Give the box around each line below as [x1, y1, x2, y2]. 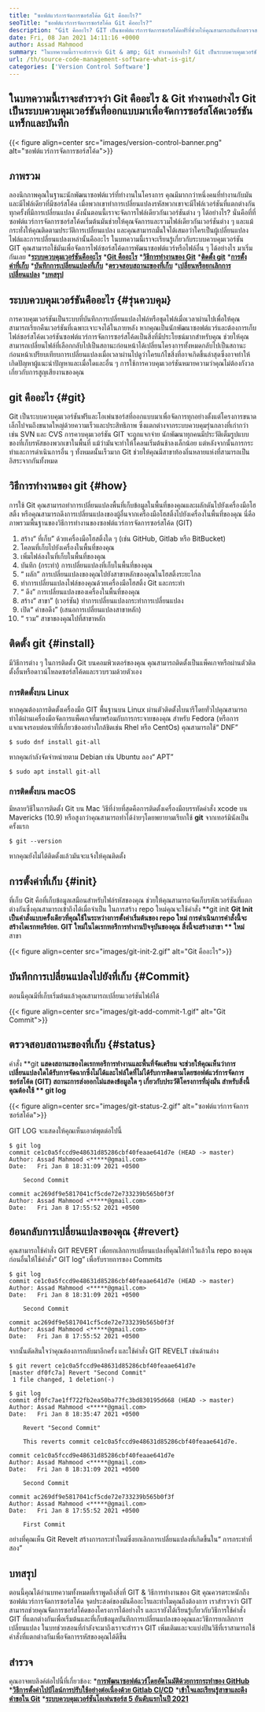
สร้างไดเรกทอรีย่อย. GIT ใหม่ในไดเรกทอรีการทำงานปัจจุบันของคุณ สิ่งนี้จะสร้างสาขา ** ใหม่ [9, 922, 245, 932]
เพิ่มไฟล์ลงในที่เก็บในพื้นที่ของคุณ [20, 551, 106, 560]
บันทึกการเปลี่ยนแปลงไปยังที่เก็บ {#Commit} [9, 970, 190, 984]
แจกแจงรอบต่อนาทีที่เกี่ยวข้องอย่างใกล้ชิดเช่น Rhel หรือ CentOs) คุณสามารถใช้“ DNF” [9, 722, 238, 731]
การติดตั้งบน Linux [9, 687, 69, 698]
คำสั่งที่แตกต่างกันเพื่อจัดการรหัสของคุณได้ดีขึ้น [9, 1632, 127, 1642]
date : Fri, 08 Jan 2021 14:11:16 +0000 [9, 33, 140, 42]
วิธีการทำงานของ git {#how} [9, 479, 128, 493]
